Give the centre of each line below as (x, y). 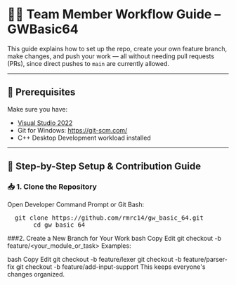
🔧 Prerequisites (41, 92)
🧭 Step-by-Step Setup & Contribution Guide (104, 167)
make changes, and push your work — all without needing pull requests (111, 56)
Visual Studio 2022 (45, 123)
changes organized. (36, 274)
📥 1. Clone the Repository (52, 187)
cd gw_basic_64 (59, 225)
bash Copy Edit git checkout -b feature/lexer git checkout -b (94, 260)
